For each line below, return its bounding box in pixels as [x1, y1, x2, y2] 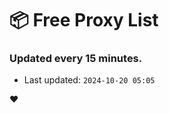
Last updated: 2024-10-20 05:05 [23, 74, 156, 86]
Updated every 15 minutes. [9, 52, 143, 66]
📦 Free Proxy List [9, 9, 159, 32]
